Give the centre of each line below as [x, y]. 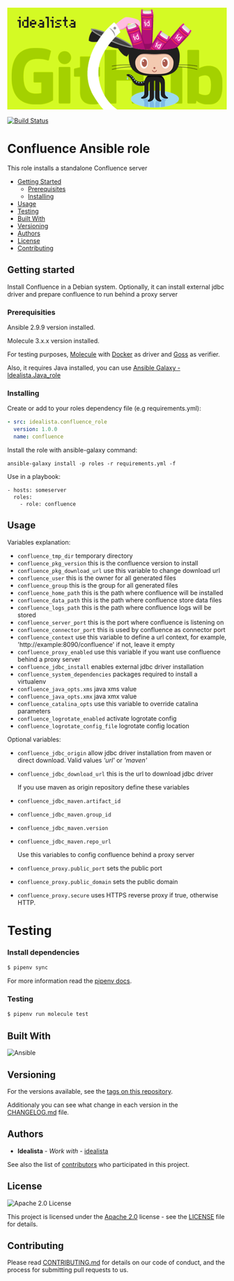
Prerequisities [31, 312]
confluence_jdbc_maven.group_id [64, 815]
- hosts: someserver [37, 490]
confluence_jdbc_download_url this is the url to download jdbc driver [115, 773]
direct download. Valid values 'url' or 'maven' [82, 760]
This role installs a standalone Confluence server [77, 168]
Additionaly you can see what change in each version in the [93, 1105]
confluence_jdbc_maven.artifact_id [69, 801]
